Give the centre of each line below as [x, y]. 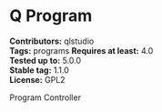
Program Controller [46, 97]
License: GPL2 [37, 79]
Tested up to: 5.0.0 [46, 60]
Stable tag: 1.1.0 [40, 70]
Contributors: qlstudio [52, 41]
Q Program [51, 16]
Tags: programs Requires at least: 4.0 [81, 50]
